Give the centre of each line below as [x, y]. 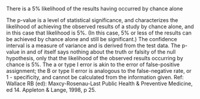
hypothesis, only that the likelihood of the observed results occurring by [95, 58]
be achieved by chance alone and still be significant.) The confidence [92, 39]
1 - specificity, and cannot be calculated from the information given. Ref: [95, 77]
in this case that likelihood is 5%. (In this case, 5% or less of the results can [99, 33]
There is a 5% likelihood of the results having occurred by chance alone [95, 9]
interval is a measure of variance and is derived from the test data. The [93, 45]
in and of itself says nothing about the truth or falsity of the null [98, 52]
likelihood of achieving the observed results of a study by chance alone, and [100, 27]
